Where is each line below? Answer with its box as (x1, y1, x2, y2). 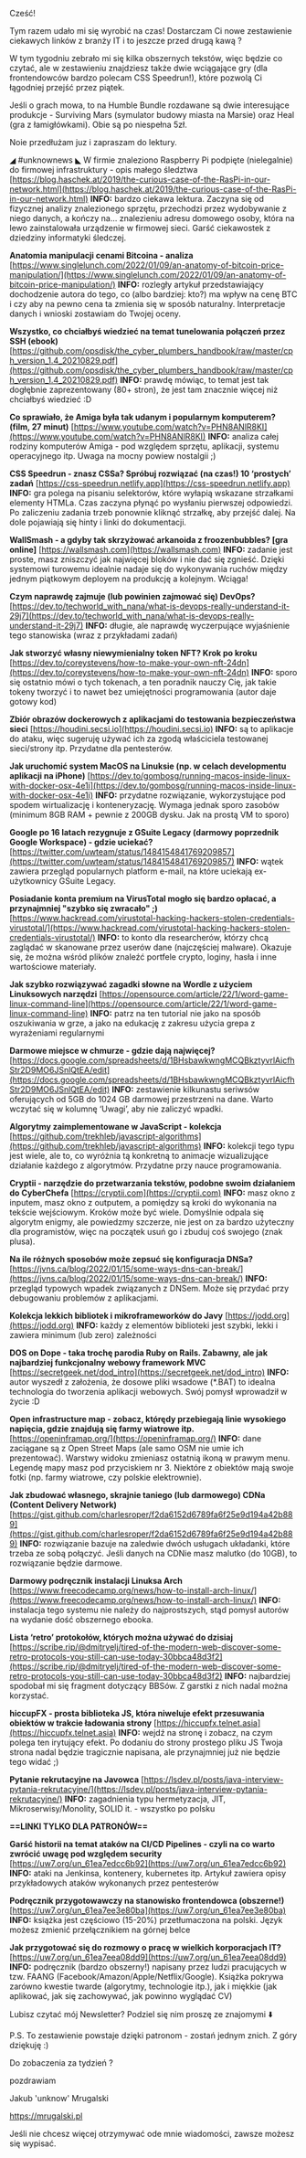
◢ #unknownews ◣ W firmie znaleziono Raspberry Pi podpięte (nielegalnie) (9, 154, 294, 165)
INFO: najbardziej (224, 1671, 290, 1681)
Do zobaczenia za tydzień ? (9, 2057, 114, 2068)
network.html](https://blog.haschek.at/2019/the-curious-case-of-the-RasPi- (9, 184, 297, 195)
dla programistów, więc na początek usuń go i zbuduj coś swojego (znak (9, 1227, 283, 1237)
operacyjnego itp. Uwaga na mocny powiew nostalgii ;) (9, 451, 216, 461)
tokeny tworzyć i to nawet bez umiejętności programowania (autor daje (9, 686, 277, 697)
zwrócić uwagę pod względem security (9, 1848, 163, 1859)
